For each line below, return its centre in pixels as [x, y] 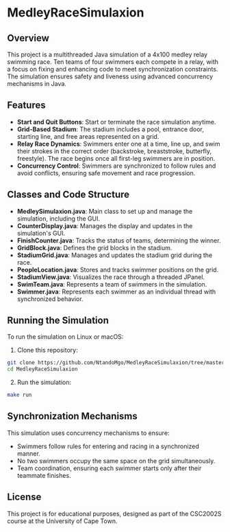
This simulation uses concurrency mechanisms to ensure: [88, 433]
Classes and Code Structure [68, 195]
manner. [29, 453]
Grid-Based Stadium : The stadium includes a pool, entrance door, [110, 129]
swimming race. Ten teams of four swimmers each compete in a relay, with [113, 62]
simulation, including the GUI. [59, 219]
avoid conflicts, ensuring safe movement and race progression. [106, 173]
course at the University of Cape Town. [62, 521]
